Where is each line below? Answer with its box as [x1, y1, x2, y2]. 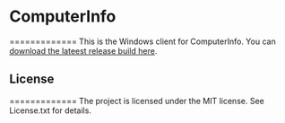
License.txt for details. [9, 105, 92, 116]
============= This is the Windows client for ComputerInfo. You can [9, 36, 276, 47]
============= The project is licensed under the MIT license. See [9, 95, 264, 106]
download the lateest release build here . [9, 45, 158, 56]
